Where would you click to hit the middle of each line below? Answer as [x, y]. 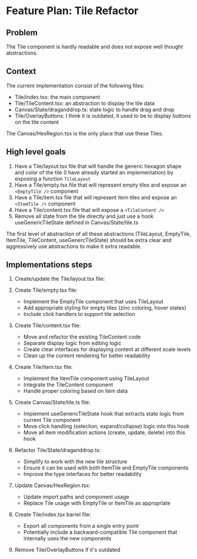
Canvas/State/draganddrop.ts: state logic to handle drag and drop [94, 109]
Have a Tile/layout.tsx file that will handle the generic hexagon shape [98, 166]
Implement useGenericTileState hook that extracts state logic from [103, 414]
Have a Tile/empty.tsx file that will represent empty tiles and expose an [101, 185]
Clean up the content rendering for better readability [87, 356]
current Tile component [52, 420]
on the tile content [36, 122]
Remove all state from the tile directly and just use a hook [84, 216]
